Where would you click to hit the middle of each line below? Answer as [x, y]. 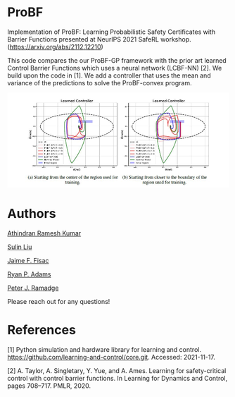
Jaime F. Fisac [28, 260]
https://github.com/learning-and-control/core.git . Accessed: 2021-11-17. [112, 357]
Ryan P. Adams [29, 274]
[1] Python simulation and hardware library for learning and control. [104, 349]
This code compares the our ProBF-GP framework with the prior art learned [117, 60]
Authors [32, 213]
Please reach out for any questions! [59, 301]
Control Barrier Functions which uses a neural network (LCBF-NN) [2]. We [115, 68]
